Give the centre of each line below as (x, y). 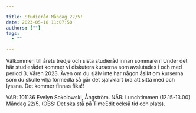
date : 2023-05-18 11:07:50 (39, 22)
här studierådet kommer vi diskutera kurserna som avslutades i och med (94, 67)
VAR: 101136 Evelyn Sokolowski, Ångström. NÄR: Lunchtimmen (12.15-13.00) (98, 98)
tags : (13, 33)
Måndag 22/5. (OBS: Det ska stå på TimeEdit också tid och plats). (86, 104)
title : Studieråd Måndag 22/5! (45, 17)
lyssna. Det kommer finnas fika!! (45, 86)
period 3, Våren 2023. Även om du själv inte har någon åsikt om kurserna (95, 73)
